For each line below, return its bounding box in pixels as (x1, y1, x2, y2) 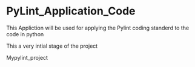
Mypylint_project (6, 54, 48, 61)
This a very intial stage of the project (6, 42, 98, 49)
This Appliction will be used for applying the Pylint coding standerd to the (6, 24, 190, 31)
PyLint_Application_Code (6, 4, 136, 18)
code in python (6, 30, 44, 37)
